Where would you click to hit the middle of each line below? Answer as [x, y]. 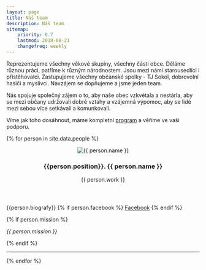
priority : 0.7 [35, 35]
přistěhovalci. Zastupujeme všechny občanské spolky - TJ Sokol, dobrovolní [103, 77]
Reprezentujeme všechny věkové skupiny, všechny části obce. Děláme [96, 64]
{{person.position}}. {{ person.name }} [103, 166]
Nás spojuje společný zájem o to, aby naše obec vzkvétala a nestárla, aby [100, 95]
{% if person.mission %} [37, 220]
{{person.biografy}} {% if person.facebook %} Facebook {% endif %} [94, 208]
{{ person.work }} [103, 180]
